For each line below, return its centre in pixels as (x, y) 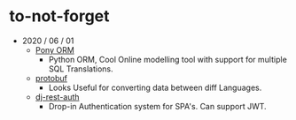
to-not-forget (59, 16)
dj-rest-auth (57, 97)
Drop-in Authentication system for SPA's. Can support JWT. (158, 106)
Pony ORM (55, 49)
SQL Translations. (81, 69)
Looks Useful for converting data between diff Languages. (155, 87)
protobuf (51, 78)
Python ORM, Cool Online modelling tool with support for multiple (168, 59)
